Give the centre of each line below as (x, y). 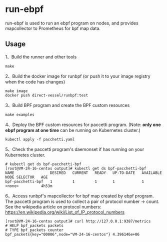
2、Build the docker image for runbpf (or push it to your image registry (78, 76)
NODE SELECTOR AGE (27, 177)
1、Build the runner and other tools (41, 56)
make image (16, 91)
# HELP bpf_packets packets (34, 225)
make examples (20, 114)
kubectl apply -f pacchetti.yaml (40, 139)
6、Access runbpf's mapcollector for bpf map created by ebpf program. (79, 195)
